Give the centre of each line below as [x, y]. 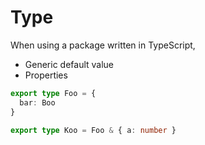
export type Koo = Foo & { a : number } [93, 130]
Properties [46, 75]
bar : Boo [37, 102]
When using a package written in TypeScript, [103, 45]
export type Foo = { [53, 93]
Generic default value [69, 64]
